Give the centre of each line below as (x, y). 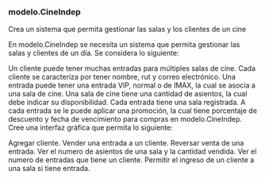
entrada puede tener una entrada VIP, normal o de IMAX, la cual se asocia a (132, 85)
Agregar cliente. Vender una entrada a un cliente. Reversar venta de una (126, 143)
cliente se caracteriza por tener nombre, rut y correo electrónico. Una (122, 77)
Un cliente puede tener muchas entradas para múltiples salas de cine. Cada (132, 68)
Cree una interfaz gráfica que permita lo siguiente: (90, 128)
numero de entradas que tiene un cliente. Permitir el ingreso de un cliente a (131, 160)
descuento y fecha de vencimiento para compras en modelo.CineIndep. (125, 119)
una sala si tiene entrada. (49, 169)
